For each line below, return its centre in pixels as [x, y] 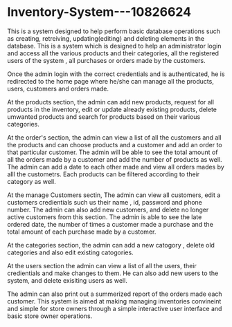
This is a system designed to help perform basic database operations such [114, 31]
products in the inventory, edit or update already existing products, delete [112, 109]
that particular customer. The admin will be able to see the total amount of [113, 152]
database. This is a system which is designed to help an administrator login [114, 46]
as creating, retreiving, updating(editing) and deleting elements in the [106, 38]
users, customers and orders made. [58, 88]
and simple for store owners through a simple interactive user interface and [115, 308]
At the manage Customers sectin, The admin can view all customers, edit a [114, 195]
